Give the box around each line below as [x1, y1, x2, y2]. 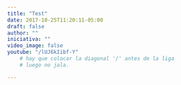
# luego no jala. [19, 62, 70, 68]
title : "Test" [7, 10, 48, 17]
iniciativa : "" [7, 36, 51, 43]
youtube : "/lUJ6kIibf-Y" [7, 49, 79, 56]
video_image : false [7, 42, 64, 49]
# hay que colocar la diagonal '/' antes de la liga [19, 55, 175, 62]
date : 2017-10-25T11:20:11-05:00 [7, 17, 104, 23]
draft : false [7, 23, 45, 30]
